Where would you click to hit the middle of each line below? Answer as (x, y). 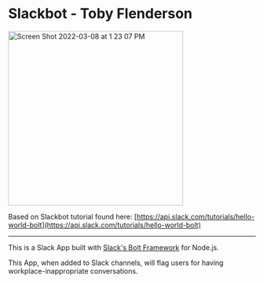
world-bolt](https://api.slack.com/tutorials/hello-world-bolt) (105, 225)
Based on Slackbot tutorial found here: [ (73, 216)
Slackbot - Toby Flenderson (100, 14)
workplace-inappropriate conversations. (73, 270)
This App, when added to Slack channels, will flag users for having (116, 263)
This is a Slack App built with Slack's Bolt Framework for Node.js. (114, 247)
